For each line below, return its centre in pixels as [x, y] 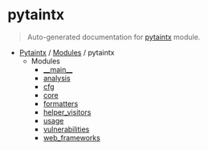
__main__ [58, 69]
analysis [57, 78]
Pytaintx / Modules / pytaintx [67, 52]
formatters [61, 103]
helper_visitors [67, 112]
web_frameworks [72, 137]
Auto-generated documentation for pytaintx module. [114, 37]
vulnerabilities [66, 129]
